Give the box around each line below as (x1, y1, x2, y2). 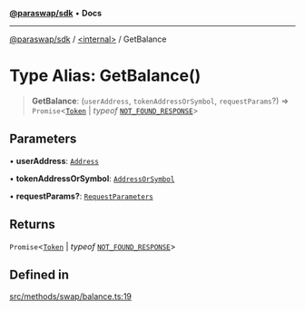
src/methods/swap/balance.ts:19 (9, 291, 133, 302)
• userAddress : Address (9, 155, 100, 166)
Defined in (9, 267, 70, 282)
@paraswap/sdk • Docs (9, 8, 103, 18)
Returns (9, 217, 56, 232)
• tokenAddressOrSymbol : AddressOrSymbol (9, 172, 175, 184)
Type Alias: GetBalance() (9, 65, 202, 86)
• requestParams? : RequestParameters (9, 190, 154, 201)
